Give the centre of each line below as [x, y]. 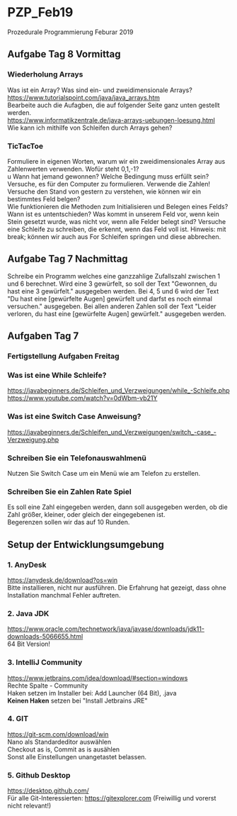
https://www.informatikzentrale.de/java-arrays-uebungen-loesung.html [111, 120]
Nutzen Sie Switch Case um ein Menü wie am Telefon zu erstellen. [104, 473]
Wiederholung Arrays [45, 74]
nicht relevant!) [29, 806]
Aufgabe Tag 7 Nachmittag [68, 259]
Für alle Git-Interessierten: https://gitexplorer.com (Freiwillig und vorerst [112, 798]
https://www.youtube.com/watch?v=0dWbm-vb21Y [82, 398]
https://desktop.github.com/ [48, 790]
